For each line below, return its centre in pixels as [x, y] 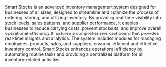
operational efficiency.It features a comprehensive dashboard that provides [82, 33]
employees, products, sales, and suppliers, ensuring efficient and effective [81, 44]
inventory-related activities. [33, 59]
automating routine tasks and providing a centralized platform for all [74, 54]
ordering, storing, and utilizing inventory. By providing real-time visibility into [83, 17]
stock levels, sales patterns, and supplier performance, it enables [72, 23]
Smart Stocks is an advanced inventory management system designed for [81, 7]
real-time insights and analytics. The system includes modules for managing [83, 38]
